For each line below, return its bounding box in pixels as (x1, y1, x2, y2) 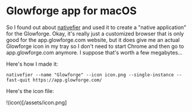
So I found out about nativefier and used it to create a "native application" (6, 24, 187, 31)
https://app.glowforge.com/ (32, 77, 102, 83)
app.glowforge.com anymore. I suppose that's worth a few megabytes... (6, 49, 183, 56)
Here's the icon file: (6, 87, 55, 94)
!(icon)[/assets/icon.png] (6, 99, 67, 106)
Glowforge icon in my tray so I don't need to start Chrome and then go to (6, 43, 184, 50)
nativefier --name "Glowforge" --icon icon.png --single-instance (6, 72, 174, 78)
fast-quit (6, 77, 31, 83)
